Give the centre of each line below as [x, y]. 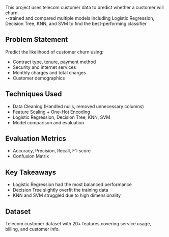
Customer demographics [39, 78]
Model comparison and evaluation [48, 122]
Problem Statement [37, 39]
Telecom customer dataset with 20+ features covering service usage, [78, 224]
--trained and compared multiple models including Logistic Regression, [80, 18]
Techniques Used [34, 94]
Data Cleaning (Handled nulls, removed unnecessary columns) [78, 106]
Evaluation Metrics [36, 139]
